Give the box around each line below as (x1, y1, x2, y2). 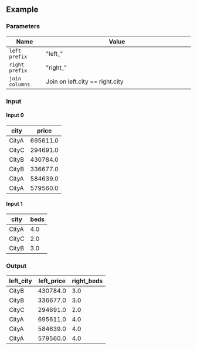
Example (6, 5, 39, 15)
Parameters (6, 22, 40, 30)
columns (9, 81, 30, 87)
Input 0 (6, 111, 25, 119)
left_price (38, 277, 66, 285)
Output (6, 261, 27, 270)
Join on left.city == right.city (46, 77, 124, 86)
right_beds (72, 277, 103, 285)
